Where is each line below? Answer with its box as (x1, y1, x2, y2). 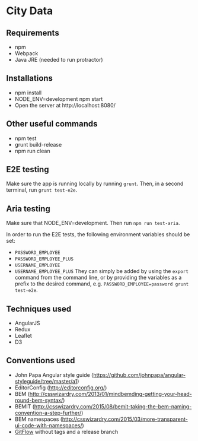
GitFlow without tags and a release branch (14, 428, 119, 435)
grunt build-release (14, 141, 62, 148)
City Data (6, 4, 53, 18)
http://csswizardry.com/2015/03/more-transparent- (62, 415, 188, 423)
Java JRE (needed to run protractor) (14, 56, 103, 63)
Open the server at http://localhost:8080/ (14, 101, 116, 109)
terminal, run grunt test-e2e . (6, 186, 78, 193)
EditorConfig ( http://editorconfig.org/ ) (14, 384, 107, 391)
